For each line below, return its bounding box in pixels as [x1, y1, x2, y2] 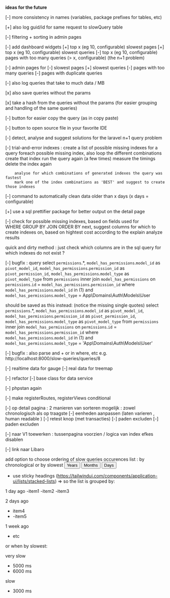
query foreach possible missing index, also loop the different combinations [5, 150, 162, 156]
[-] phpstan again [5, 385, 42, 391]
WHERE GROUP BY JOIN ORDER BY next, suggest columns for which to [5, 224, 156, 230]
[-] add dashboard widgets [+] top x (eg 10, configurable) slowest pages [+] [5, 44, 164, 50]
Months [83, 463, 98, 468]
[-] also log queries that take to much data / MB [5, 80, 105, 86]
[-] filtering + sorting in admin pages [5, 34, 81, 40]
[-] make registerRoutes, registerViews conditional [5, 395, 111, 401]
